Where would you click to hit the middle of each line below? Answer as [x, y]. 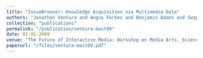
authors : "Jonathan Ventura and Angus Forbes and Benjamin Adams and [96, 18]
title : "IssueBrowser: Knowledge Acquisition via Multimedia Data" [93, 12]
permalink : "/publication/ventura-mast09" [60, 29]
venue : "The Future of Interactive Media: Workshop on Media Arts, [93, 40]
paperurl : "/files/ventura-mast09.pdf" [56, 46]
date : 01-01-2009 [28, 34]
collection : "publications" [42, 23]
